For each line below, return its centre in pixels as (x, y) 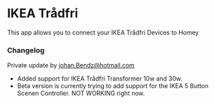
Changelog (26, 50)
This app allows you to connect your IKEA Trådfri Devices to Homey (103, 32)
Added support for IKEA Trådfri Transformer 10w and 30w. (100, 79)
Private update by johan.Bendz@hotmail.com (71, 65)
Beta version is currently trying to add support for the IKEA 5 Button (113, 86)
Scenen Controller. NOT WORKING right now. (81, 93)
